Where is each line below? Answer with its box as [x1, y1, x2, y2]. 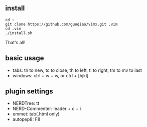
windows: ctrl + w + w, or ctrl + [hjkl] [12, 72, 89, 78]
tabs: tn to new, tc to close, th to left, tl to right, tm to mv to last [12, 67, 142, 73]
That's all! [5, 39, 26, 45]
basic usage [5, 54, 44, 62]
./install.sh [5, 30, 33, 36]
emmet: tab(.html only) [12, 111, 60, 117]
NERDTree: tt [12, 100, 40, 106]
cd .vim [5, 26, 22, 31]
